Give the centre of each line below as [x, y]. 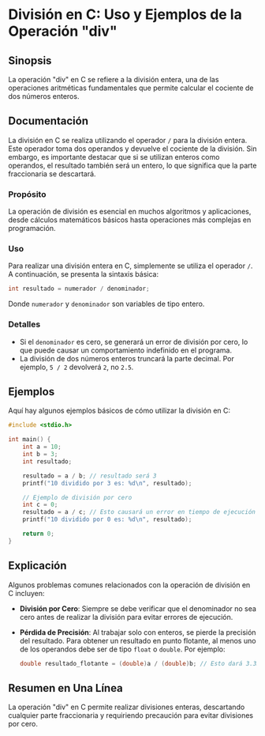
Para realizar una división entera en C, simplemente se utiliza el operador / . [131, 266]
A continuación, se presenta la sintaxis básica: [84, 274]
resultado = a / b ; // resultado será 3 [90, 476]
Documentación [49, 121]
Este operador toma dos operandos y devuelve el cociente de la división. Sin [132, 149]
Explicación [37, 566]
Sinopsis [30, 60]
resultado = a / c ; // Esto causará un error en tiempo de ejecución [139, 512]
